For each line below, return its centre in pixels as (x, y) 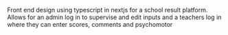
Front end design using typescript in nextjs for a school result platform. (107, 10)
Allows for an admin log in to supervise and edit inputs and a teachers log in (114, 17)
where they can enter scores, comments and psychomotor (90, 24)
